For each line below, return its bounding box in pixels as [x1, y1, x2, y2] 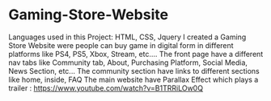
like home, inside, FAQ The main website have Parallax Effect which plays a [8, 75, 259, 84]
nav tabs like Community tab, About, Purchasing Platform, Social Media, [8, 58, 248, 67]
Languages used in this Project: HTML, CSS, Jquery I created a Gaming [8, 32, 247, 42]
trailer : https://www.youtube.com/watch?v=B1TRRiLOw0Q [8, 83, 204, 93]
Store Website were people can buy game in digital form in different [8, 40, 234, 50]
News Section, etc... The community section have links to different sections [8, 66, 260, 75]
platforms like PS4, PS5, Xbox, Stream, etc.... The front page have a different [8, 49, 264, 59]
